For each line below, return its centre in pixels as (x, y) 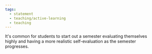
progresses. (17, 46)
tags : (10, 9)
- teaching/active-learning (38, 18)
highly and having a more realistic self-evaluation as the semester (71, 42)
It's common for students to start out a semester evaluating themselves (76, 36)
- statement (22, 14)
